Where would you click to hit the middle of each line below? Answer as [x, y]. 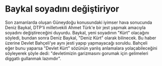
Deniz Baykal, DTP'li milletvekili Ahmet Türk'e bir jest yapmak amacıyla [75, 27]
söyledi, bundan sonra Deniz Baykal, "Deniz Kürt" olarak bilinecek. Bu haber [81, 38]
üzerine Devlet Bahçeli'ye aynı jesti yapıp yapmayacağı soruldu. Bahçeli [76, 43]
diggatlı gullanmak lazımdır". [33, 58]
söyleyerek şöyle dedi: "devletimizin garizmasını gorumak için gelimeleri [77, 53]
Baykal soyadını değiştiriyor [62, 9]
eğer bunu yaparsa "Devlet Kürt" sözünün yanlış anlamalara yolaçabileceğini [81, 48]
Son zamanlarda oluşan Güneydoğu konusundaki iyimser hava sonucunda [79, 22]
